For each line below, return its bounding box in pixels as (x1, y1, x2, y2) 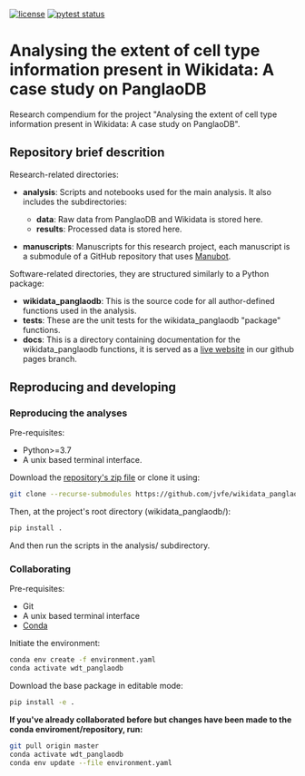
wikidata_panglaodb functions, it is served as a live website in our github (22, 343, 295, 354)
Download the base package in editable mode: (9, 681, 183, 692)
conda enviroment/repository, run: (9, 724, 143, 735)
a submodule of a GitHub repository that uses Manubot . (22, 250, 231, 261)
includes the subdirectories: (22, 196, 127, 207)
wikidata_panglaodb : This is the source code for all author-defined (22, 295, 275, 306)
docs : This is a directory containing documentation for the (22, 334, 241, 345)
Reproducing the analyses (9, 407, 128, 419)
